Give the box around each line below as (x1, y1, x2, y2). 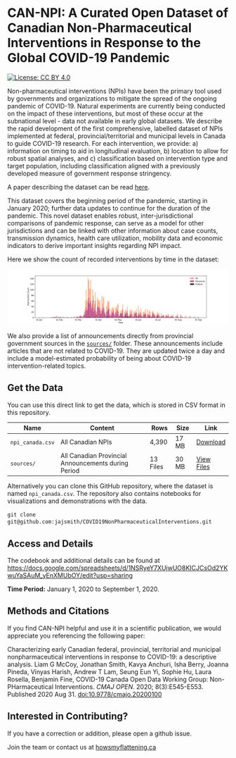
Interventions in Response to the (7, 35, 202, 51)
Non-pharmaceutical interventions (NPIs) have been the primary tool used (7, 87, 222, 95)
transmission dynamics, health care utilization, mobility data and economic (7, 234, 223, 242)
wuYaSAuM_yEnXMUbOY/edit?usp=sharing (7, 571, 133, 580)
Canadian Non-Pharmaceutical (7, 20, 192, 36)
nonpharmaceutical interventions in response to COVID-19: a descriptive (7, 652, 217, 661)
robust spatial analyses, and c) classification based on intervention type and (7, 154, 228, 163)
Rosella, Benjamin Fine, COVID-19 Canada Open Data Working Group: (7, 675, 209, 683)
